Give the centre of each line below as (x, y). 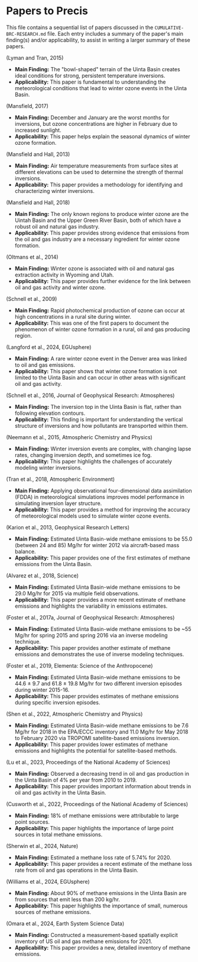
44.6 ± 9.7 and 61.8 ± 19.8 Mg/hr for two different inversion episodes (98, 683)
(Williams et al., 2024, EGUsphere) (48, 881)
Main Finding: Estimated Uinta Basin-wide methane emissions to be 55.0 (103, 539)
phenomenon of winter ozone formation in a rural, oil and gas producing (102, 329)
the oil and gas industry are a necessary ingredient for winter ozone (97, 239)
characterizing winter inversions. (54, 191)
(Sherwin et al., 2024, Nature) (42, 846)
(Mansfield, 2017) (27, 106)
